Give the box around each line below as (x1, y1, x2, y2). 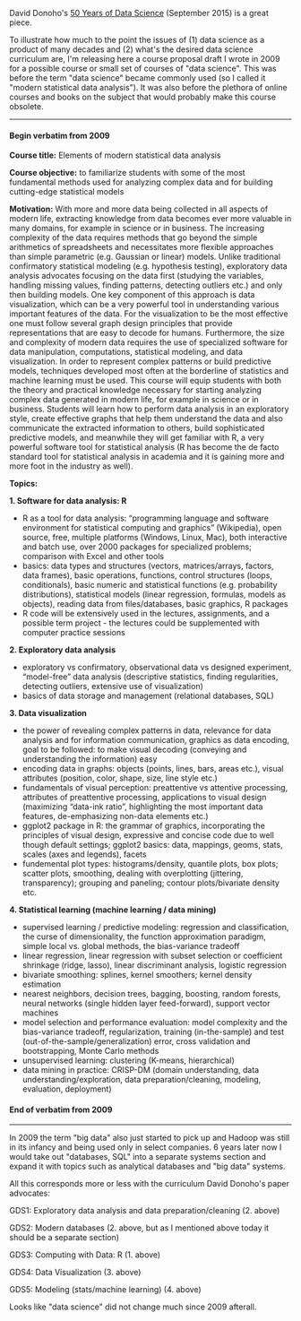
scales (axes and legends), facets (21, 849, 147, 859)
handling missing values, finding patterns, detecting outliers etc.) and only (9, 280, 283, 290)
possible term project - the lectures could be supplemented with (21, 617, 260, 628)
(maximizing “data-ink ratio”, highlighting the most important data (21, 801, 263, 812)
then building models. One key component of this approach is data (9, 289, 255, 300)
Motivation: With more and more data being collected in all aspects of (9, 203, 269, 214)
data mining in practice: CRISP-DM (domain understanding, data (21, 1065, 260, 1075)
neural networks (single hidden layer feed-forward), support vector (21, 998, 271, 1009)
